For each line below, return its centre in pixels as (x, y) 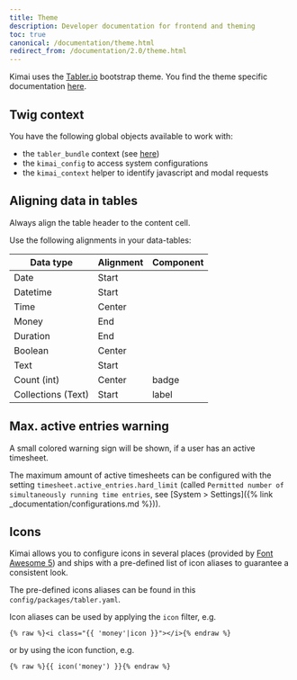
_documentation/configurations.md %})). (85, 504)
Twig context (47, 115)
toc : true (28, 34)
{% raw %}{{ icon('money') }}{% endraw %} (90, 667)
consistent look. (39, 573)
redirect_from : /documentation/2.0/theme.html (98, 51)
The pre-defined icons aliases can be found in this (103, 590)
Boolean (31, 350)
